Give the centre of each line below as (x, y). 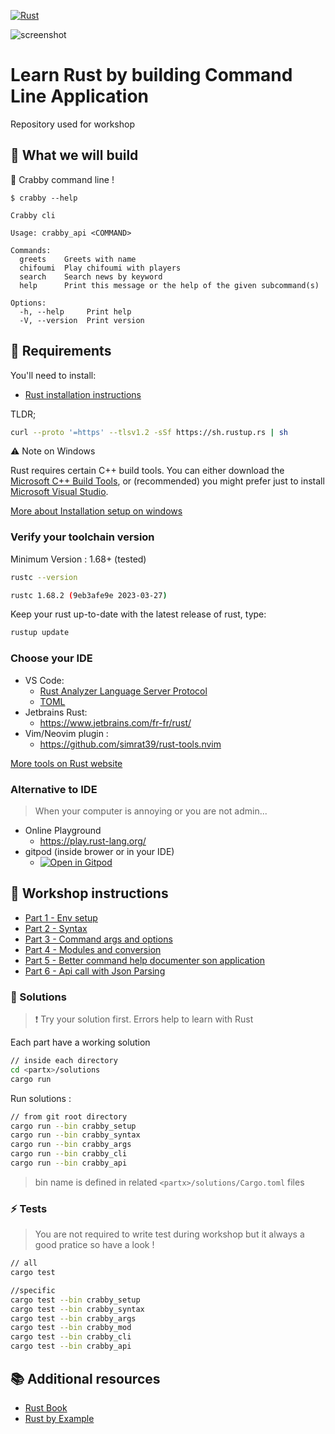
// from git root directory (69, 1116)
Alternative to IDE (54, 789)
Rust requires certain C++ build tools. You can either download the (147, 471)
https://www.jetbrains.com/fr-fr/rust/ (115, 722)
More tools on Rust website (66, 763)
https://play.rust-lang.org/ (93, 841)
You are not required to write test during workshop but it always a (169, 1234)
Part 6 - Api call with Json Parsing (95, 971)
